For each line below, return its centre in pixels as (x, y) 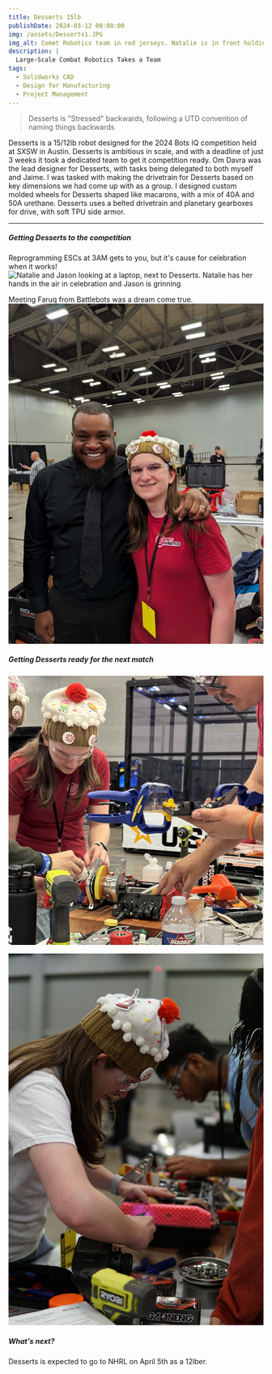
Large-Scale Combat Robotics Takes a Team (88, 60)
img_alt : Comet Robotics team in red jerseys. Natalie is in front (125, 43)
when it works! (33, 267)
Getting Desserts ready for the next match (81, 659)
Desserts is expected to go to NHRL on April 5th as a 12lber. (108, 1362)
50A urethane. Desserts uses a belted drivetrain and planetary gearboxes (131, 203)
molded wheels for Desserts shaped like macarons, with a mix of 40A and (132, 194)
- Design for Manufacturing (63, 85)
